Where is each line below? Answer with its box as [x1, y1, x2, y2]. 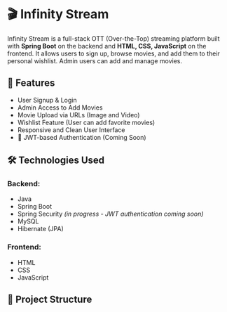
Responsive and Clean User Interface [17, 125, 125, 134]
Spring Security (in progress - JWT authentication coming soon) [17, 209, 204, 219]
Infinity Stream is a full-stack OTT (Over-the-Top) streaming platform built [7, 34, 220, 43]
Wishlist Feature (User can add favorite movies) [17, 118, 156, 126]
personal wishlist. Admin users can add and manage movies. [7, 56, 182, 65]
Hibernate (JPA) [17, 225, 64, 233]
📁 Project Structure [7, 294, 92, 306]
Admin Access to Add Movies [17, 103, 103, 112]
